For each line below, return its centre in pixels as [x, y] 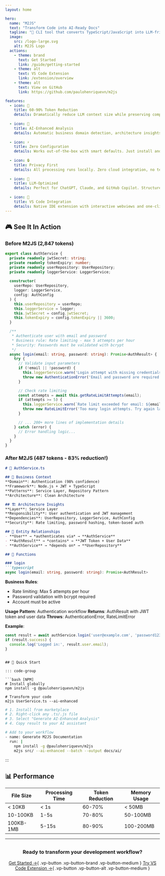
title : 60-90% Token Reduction [46, 110]
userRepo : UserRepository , [41, 286]
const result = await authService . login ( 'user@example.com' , [69, 635]
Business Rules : [22, 582]
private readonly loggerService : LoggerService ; [60, 272]
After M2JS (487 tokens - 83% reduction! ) [56, 458]
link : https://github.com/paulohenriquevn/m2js [68, 92]
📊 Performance [30, 776]
